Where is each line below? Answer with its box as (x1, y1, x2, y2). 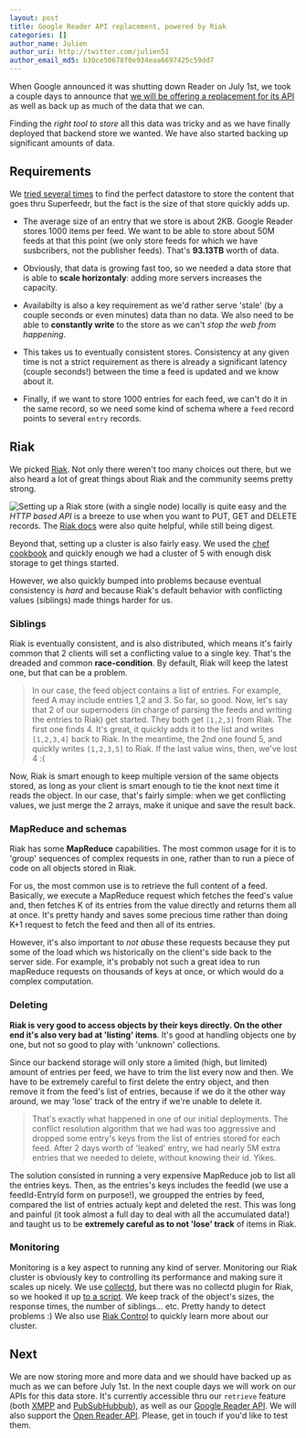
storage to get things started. (9, 557, 120, 568)
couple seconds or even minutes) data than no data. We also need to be (22, 309, 294, 320)
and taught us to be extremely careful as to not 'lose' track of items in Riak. (9, 1218, 297, 1230)
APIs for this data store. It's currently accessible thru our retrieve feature (9, 1390, 286, 1401)
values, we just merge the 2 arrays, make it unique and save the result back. (9, 799, 296, 810)
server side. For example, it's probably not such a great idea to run (9, 956, 260, 967)
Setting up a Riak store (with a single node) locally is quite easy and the (18, 500, 288, 512)
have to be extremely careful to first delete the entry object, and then (9, 1076, 269, 1087)
